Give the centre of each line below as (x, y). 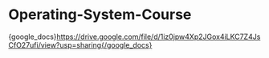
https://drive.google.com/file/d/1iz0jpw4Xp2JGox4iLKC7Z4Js (159, 37)
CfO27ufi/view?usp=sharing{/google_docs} (80, 44)
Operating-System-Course (100, 15)
